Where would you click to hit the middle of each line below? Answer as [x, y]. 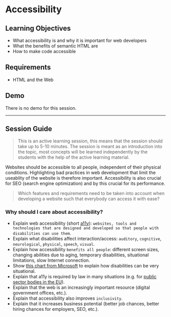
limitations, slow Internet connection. [51, 260]
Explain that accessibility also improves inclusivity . [68, 298]
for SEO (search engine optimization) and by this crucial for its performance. [85, 184]
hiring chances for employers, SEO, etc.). [56, 309]
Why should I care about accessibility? [54, 212]
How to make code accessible [44, 51]
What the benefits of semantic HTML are [55, 46]
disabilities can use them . [42, 233]
